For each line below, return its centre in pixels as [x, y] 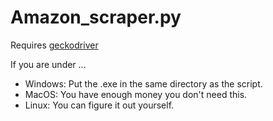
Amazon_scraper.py [96, 17]
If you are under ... [48, 64]
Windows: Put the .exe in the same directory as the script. [143, 83]
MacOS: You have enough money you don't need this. [136, 94]
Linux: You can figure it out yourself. [99, 105]
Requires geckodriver [54, 45]
